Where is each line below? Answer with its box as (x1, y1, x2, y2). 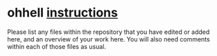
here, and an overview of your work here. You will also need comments (7, 35, 210, 43)
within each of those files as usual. (7, 42, 106, 50)
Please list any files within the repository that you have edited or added (7, 28, 210, 36)
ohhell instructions (7, 5, 118, 21)
